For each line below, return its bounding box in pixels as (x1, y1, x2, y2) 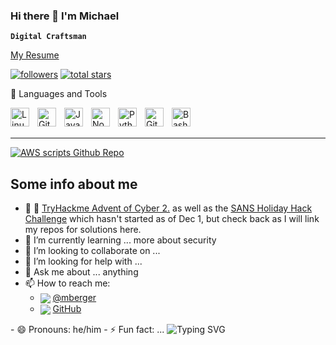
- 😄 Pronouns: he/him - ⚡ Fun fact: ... (10, 324, 165, 336)
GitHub (52, 303, 82, 315)
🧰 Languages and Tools (10, 88, 108, 100)
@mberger (52, 292, 97, 304)
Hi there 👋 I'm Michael (10, 9, 120, 23)
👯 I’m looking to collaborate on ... (24, 245, 161, 257)
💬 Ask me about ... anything (24, 266, 139, 278)
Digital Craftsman (10, 32, 87, 42)
